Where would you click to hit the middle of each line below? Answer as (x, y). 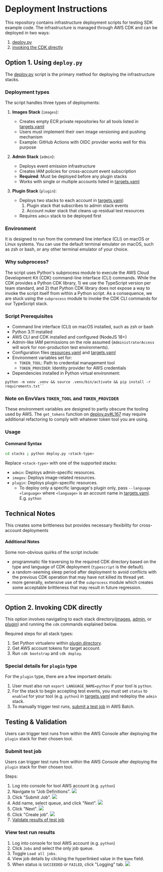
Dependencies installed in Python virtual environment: (66, 373)
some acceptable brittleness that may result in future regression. (77, 588)
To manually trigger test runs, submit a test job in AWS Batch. (73, 707)
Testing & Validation (36, 722)
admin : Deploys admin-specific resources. (54, 473)
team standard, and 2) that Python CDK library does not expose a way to (78, 288)
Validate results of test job (38, 820)
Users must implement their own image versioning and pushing (82, 132)
